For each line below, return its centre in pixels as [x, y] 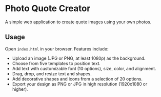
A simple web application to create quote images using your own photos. [78, 22]
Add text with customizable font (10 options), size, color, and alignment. [84, 68]
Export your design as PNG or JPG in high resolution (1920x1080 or [80, 84]
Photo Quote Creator [48, 8]
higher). [20, 89]
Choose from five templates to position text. [56, 63]
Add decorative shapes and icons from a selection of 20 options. [77, 79]
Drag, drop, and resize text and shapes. [52, 74]
